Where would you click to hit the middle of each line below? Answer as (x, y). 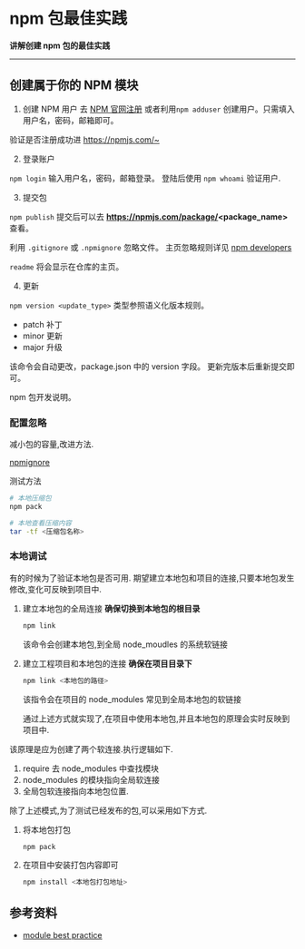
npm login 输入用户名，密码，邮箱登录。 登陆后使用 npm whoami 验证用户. (145, 178)
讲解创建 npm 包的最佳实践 (60, 45)
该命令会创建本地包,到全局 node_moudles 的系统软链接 (125, 644)
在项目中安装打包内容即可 (70, 865)
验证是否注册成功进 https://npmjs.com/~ (85, 139)
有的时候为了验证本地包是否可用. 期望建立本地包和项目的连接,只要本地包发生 (152, 578)
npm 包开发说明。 (43, 396)
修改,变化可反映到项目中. (56, 589)
